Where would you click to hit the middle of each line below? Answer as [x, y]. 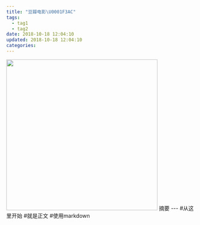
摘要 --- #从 [173, 208]
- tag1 [20, 23]
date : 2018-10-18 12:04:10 [40, 34]
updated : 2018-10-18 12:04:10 [44, 40]
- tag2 [20, 29]
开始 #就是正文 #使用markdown [51, 215]
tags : [13, 17]
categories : [21, 46]
